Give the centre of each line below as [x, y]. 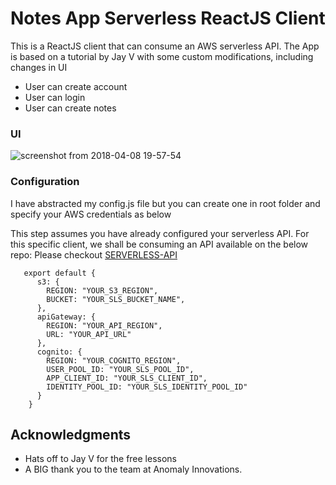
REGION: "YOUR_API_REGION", [104, 325]
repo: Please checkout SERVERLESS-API [94, 254]
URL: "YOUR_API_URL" [89, 334]
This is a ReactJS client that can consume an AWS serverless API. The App [165, 46]
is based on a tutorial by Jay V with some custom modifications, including [162, 56]
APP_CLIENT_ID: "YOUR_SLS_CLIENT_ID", [127, 378]
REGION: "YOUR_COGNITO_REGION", [114, 360]
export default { [60, 273]
